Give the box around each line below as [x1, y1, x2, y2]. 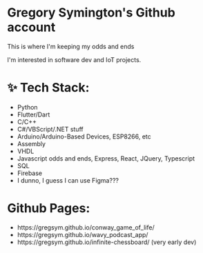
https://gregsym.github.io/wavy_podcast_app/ [17, 230, 148, 239]
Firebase [17, 169, 43, 177]
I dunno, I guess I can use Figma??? [17, 176, 119, 184]
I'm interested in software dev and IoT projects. [7, 55, 142, 63]
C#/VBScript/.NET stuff [17, 125, 84, 133]
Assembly [17, 139, 46, 148]
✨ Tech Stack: [7, 80, 90, 96]
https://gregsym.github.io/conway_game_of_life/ [17, 223, 155, 232]
